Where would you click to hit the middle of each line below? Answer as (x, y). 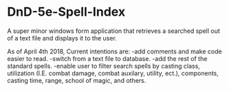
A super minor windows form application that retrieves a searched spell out (113, 31)
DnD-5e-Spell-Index (66, 12)
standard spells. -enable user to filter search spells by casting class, (104, 66)
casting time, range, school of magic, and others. (77, 80)
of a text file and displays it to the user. (62, 38)
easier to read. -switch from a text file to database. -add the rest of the (107, 58)
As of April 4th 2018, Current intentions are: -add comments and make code (115, 51)
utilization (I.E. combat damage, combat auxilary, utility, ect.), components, (113, 73)
